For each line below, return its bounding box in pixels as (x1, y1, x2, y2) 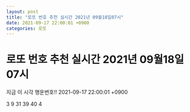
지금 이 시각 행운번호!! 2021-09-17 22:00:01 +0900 (6, 89, 128, 96)
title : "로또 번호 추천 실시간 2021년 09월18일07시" (6, 14, 124, 20)
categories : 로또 (6, 25, 47, 32)
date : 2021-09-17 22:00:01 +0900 (6, 20, 90, 26)
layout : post (6, 8, 39, 15)
